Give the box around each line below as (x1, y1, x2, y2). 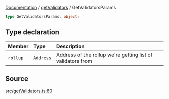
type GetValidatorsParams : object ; (5, 14, 80, 19)
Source (5, 75, 29, 83)
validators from (56, 57, 92, 64)
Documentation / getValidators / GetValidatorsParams (5, 5, 116, 10)
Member (8, 43, 29, 50)
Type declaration (5, 28, 59, 37)
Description (56, 43, 85, 50)
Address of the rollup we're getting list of (56, 51, 153, 58)
